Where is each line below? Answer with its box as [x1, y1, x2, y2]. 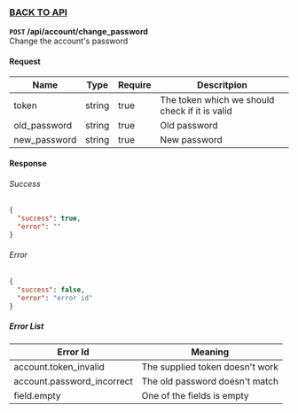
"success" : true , [17, 214, 82, 223]
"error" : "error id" [17, 293, 93, 302]
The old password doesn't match [141, 375, 279, 387]
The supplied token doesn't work [141, 361, 279, 373]
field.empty [13, 390, 61, 402]
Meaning [190, 346, 230, 358]
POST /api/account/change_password [9, 27, 149, 37]
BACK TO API [9, 6, 68, 19]
